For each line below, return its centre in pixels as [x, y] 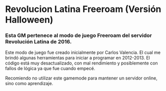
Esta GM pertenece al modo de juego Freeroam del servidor [79, 35]
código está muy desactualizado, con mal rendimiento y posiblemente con [82, 63]
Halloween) [29, 20]
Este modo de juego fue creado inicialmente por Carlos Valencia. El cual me [83, 52]
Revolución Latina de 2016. [38, 42]
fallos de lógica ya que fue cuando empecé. [50, 68]
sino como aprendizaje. [29, 83]
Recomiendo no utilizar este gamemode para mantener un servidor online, [82, 78]
